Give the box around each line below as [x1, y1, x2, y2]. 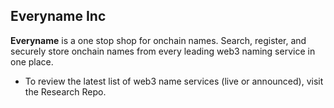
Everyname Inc [10, 8, 107, 25]
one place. [10, 55, 54, 68]
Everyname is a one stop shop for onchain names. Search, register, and [10, 34, 307, 46]
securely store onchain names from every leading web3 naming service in [10, 45, 316, 57]
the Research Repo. [24, 85, 107, 98]
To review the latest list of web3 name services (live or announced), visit [24, 75, 324, 87]
